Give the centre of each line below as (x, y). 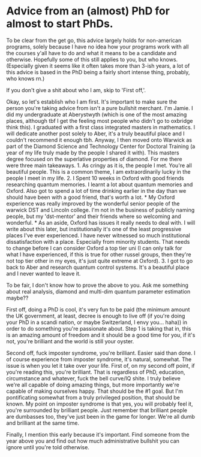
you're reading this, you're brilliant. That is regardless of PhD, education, (96, 372)
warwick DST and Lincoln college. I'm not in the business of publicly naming (100, 210)
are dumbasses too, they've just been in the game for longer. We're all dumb (100, 416)
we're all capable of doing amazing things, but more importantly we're (93, 385)
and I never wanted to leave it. (43, 273)
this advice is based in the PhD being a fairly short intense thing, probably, (98, 72)
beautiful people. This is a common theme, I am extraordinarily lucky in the (98, 171)
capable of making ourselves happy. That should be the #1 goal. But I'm (94, 391)
